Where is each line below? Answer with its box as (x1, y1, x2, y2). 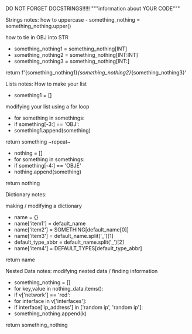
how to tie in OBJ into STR (5, 34, 68, 40)
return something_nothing (5, 322, 68, 328)
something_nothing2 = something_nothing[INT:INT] (13, 52, 138, 58)
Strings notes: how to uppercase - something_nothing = (5, 16, 140, 23)
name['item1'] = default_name (13, 220, 86, 227)
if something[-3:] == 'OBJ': (13, 121, 80, 128)
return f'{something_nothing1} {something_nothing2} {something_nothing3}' (5, 69, 187, 76)
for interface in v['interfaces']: (13, 298, 87, 304)
